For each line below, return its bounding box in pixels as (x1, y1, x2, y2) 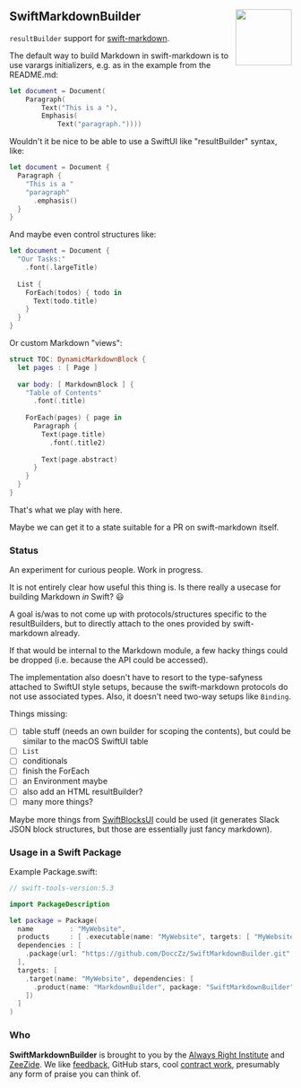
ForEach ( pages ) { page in (25, 413, 123, 422)
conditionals (21, 756, 68, 766)
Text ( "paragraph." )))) (56, 120, 142, 129)
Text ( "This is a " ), (41, 103, 118, 112)
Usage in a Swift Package (9, 846, 122, 859)
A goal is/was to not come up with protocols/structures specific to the (9, 609, 267, 619)
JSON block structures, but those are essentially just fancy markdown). (9, 824, 272, 834)
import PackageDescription (9, 900, 110, 909)
